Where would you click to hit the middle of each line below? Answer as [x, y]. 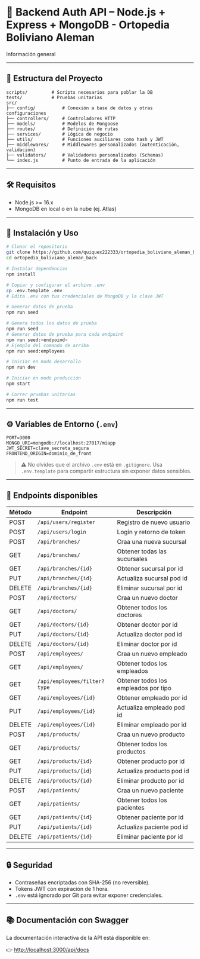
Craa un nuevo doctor [147, 598]
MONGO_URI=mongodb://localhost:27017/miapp [61, 443]
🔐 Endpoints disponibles [52, 495]
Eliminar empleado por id [152, 725]
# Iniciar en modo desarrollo [44, 362]
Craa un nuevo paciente [150, 791]
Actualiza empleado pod [151, 707]
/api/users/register [66, 523]
